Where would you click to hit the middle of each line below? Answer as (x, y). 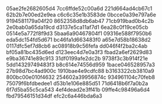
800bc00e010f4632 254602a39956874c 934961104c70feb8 (81, 77)
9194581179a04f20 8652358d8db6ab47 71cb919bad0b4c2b (80, 21)
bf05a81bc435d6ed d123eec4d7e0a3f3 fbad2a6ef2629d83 (79, 52)
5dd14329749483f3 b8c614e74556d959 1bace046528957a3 (81, 65)
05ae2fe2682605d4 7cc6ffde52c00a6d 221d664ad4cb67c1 (79, 9)
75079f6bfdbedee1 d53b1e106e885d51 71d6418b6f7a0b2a (77, 83)
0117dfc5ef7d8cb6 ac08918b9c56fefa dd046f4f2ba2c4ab (77, 46)
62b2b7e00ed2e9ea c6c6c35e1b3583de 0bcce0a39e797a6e (81, 15)
